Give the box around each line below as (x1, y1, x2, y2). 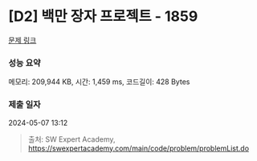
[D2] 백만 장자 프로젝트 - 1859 (8, 7, 198, 26)
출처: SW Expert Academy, (27, 134, 116, 144)
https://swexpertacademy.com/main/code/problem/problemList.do (27, 143, 250, 153)
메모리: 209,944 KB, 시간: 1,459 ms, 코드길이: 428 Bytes (8, 77, 190, 87)
